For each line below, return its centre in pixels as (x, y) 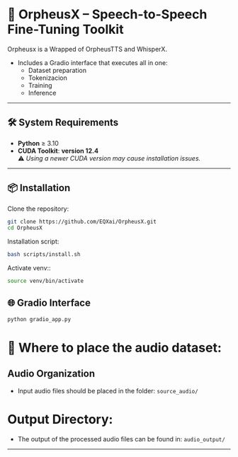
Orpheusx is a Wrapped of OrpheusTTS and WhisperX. (87, 49)
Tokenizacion (47, 78)
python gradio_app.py (39, 319)
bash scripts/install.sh (44, 255)
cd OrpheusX (25, 228)
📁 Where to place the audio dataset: (114, 348)
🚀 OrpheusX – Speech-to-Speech (107, 15)
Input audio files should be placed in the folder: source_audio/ (108, 391)
